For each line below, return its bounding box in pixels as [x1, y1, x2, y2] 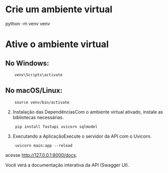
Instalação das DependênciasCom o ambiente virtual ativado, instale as [12, 109, 163, 115]
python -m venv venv [5, 20, 50, 27]
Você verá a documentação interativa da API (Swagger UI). [5, 162, 129, 168]
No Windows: [5, 59, 50, 68]
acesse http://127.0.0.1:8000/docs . [5, 152, 78, 158]
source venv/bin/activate [14, 100, 70, 105]
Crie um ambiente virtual [5, 4, 113, 15]
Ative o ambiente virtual [5, 38, 109, 50]
